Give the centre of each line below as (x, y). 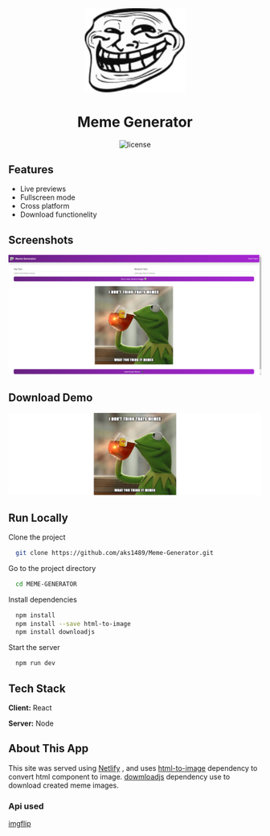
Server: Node (31, 723)
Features (31, 170)
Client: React (30, 708)
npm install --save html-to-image (73, 623)
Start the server (34, 648)
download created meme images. (63, 785)
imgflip (20, 824)
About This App (49, 749)
